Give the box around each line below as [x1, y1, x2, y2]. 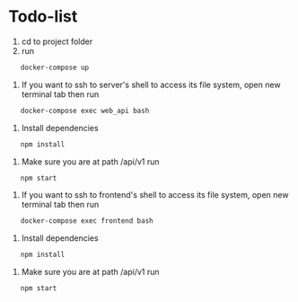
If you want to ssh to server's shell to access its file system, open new [21, 79, 281, 90]
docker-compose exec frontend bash [20, 217, 153, 226]
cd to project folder [21, 36, 93, 47]
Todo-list [8, 6, 78, 27]
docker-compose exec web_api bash [20, 106, 150, 115]
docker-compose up [20, 63, 90, 72]
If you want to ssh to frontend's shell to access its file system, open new [21, 190, 289, 200]
